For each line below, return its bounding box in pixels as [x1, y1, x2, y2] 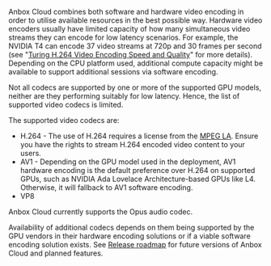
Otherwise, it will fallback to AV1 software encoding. [19, 183, 193, 192]
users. [19, 149, 42, 158]
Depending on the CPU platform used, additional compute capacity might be [8, 58, 264, 68]
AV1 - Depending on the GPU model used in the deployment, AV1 [19, 157, 236, 167]
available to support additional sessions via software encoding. [8, 67, 218, 76]
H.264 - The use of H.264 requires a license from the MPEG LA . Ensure [19, 131, 259, 141]
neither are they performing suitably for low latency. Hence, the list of [8, 91, 240, 100]
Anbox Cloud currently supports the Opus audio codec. [8, 207, 193, 217]
